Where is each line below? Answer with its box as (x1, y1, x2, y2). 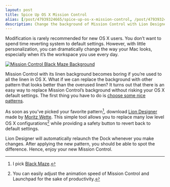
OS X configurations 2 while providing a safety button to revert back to (5, 119, 151, 126)
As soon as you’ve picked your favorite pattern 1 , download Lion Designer (5, 108, 158, 114)
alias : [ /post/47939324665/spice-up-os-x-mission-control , (5, 17, 133, 22)
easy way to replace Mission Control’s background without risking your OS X (5, 87, 165, 93)
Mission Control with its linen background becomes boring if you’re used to (5, 71, 162, 77)
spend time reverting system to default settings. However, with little (5, 41, 146, 47)
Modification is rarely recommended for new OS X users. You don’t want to (5, 35, 162, 41)
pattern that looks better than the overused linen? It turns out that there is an (5, 82, 164, 88)
